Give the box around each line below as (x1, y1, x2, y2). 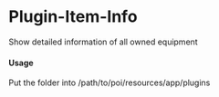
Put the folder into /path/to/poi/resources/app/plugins (8, 77, 211, 88)
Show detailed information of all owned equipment (8, 36, 198, 47)
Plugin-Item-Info (8, 6, 138, 27)
